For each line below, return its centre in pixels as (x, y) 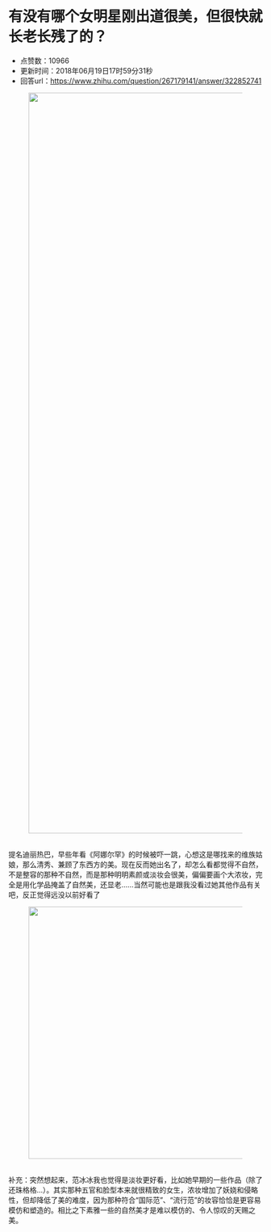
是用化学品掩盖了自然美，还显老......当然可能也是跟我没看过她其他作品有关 (138, 884)
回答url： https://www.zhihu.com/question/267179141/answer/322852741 (141, 81)
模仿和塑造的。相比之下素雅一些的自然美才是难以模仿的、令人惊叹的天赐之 (132, 1210)
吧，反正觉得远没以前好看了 (54, 895)
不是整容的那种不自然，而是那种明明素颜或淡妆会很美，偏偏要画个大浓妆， (132, 874)
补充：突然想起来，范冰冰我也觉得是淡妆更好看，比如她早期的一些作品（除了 (135, 1180)
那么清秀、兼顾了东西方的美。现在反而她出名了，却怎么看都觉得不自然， (142, 864)
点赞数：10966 (45, 61)
